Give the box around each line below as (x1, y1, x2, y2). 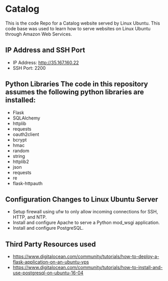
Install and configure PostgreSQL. (12, 225, 84, 231)
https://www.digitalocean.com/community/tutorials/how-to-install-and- (12, 265, 163, 271)
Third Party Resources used (5, 239, 96, 249)
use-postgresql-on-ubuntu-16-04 (12, 270, 84, 276)
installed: (5, 96, 36, 105)
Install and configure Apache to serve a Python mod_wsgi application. (12, 219, 160, 226)
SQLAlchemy (12, 115, 40, 121)
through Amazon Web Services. (5, 31, 73, 37)
